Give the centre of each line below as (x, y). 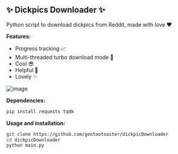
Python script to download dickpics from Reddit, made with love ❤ (89, 24)
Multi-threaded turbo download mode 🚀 (64, 57)
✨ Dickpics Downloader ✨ (56, 10)
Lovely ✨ (26, 76)
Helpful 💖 (27, 70)
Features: (19, 36)
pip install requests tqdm (40, 112)
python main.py (25, 146)
